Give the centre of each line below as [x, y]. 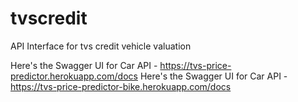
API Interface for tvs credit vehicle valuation [101, 46]
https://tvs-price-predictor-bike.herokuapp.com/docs [121, 86]
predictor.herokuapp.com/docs [74, 76]
